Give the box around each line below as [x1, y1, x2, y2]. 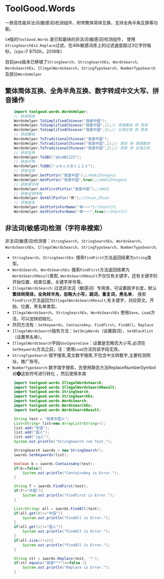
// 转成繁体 [14, 132, 35, 137]
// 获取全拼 [14, 168, 35, 174]
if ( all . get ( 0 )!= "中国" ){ [14, 511, 63, 516]
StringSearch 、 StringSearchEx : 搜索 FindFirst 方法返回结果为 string [12, 254, 147, 260]
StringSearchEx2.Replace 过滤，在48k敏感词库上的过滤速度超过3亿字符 [5, 42, 147, 48]
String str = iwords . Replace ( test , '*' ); [14, 556, 99, 561]
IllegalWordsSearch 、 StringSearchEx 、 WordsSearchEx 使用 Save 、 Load [12, 309, 151, 315]
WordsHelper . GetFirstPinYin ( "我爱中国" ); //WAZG [14, 186, 110, 191]
